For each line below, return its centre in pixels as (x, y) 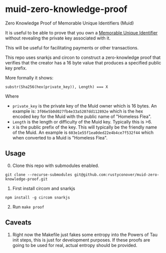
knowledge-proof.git (27, 179)
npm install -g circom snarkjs (38, 197)
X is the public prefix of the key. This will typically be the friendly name (84, 127)
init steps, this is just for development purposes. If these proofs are (81, 240)
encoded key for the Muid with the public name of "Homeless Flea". (82, 116)
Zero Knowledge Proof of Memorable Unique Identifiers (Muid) (70, 23)
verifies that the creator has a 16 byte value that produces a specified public (83, 62)
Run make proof (28, 206)
